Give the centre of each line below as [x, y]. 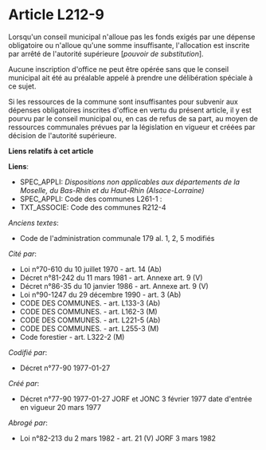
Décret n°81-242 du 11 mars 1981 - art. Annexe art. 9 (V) [111, 278]
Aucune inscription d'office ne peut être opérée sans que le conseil [119, 69]
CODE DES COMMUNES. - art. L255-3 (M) [89, 328]
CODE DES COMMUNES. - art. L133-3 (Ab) [90, 303]
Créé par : [24, 383]
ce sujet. [22, 86]
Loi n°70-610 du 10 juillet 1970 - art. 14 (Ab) [90, 269]
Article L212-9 [57, 15]
